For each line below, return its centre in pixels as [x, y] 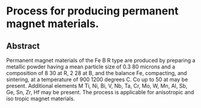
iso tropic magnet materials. [40, 98]
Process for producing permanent [92, 11]
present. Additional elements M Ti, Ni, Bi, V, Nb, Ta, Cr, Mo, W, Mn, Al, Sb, [97, 86]
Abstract [23, 46]
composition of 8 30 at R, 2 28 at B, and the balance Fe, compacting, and [97, 73]
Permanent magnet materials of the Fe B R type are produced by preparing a [101, 60]
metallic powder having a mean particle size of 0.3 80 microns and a [91, 67]
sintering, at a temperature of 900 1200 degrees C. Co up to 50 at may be [97, 79]
